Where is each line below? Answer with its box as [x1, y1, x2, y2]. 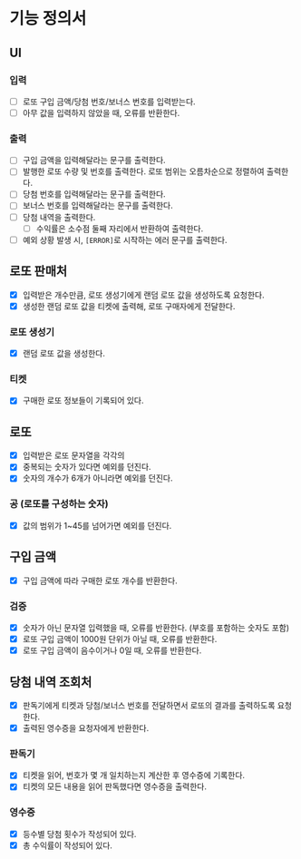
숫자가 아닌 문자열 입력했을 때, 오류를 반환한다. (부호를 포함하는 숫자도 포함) [22, 622, 290, 633]
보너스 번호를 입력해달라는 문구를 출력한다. [22, 200, 174, 211]
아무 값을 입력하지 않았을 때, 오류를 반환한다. [22, 107, 180, 118]
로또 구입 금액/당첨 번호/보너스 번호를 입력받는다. [22, 96, 197, 107]
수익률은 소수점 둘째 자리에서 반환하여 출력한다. [35, 223, 204, 234]
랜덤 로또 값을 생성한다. [22, 347, 106, 358]
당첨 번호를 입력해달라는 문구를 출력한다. [22, 189, 166, 200]
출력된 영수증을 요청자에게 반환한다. [22, 722, 150, 733]
